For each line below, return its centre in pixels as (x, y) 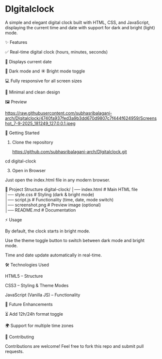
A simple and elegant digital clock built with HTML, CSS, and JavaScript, (77, 22)
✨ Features (16, 42)
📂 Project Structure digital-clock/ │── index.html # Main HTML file (72, 189)
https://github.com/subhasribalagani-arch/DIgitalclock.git (69, 151)
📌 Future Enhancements (29, 304)
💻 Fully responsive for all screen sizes (44, 81)
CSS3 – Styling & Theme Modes (37, 285)
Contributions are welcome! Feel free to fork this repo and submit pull (74, 346)
